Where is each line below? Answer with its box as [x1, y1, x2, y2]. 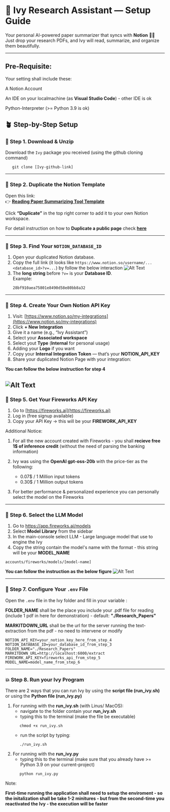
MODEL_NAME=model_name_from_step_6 [5, 660, 80, 665]
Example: [12, 276, 32, 282]
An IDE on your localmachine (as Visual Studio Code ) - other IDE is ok [5, 95, 152, 101]
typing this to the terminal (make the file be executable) [20, 713, 136, 719]
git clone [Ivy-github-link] [12, 164, 73, 170]
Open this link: [5, 192, 35, 199]
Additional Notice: [5, 428, 43, 434]
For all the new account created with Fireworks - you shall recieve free [12, 438, 161, 444]
